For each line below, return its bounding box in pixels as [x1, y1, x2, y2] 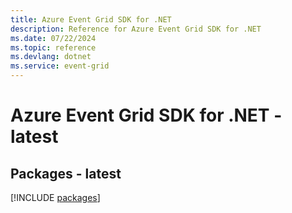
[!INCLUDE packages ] [10, 192, 101, 203]
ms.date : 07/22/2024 [10, 33, 97, 43]
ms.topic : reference [10, 42, 97, 53]
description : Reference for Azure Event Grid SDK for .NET [10, 24, 262, 34]
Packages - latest [10, 165, 122, 182]
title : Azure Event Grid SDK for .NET [10, 14, 172, 25]
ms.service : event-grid [10, 61, 110, 71]
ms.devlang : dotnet [10, 52, 92, 62]
